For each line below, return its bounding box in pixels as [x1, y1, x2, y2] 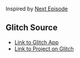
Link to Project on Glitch [14, 45, 74, 52]
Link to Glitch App [14, 39, 59, 46]
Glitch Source [5, 22, 58, 33]
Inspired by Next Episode [5, 5, 68, 12]
